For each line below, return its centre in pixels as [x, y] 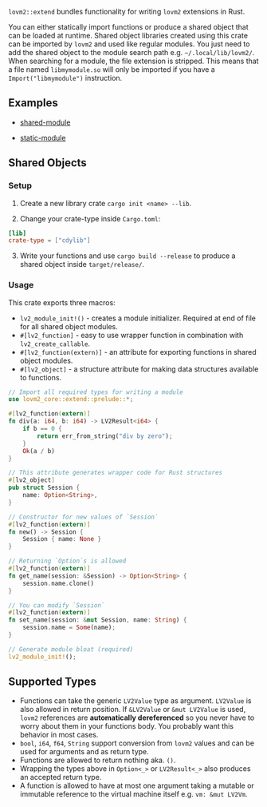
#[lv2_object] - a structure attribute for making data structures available [139, 369]
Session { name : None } [62, 539]
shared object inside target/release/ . [82, 264]
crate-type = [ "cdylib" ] [49, 241]
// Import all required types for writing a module [96, 392]
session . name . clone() [58, 583]
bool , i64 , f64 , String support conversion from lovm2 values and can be [137, 743]
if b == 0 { [42, 429]
